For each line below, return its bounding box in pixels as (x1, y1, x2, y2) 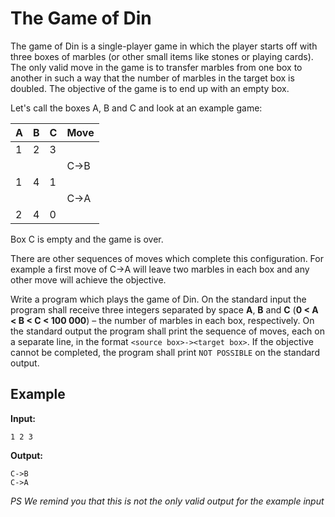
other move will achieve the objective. (10, 273, 167, 286)
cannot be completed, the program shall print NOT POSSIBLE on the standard (10, 346, 320, 358)
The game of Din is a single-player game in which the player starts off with (10, 40, 318, 52)
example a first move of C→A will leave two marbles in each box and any (10, 263, 310, 275)
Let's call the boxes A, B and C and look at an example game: (10, 102, 263, 114)
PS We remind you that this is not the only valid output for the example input (10, 495, 325, 507)
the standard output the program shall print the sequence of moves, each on (10, 325, 325, 337)
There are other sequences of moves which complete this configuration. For (10, 252, 324, 264)
